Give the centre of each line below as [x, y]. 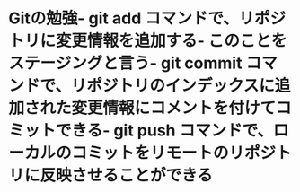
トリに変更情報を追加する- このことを [148, 41]
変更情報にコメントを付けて [174, 108]
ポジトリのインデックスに [181, 86]
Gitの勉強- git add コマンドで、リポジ [147, 18]
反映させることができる [126, 175]
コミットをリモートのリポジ [174, 153]
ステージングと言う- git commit [125, 63]
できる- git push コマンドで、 [165, 131]
